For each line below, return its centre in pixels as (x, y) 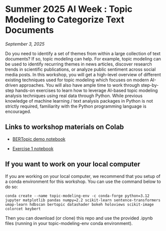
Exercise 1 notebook (33, 148)
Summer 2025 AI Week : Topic (69, 9)
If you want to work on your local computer (73, 164)
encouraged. (18, 111)
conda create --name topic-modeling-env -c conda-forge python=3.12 (77, 196)
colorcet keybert (23, 209)
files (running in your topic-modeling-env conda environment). (69, 223)
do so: (12, 186)
